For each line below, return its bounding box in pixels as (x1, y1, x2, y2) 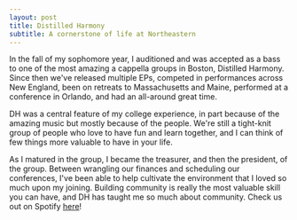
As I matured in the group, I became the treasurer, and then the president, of (9, 154, 288, 165)
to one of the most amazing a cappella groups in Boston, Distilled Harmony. (9, 63, 285, 74)
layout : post (9, 12, 58, 22)
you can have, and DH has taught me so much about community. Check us (9, 192, 283, 202)
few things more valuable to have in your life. (9, 137, 173, 147)
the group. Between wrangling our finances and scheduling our (9, 163, 240, 174)
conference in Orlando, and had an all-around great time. (9, 91, 217, 102)
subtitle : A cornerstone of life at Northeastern (9, 29, 197, 38)
